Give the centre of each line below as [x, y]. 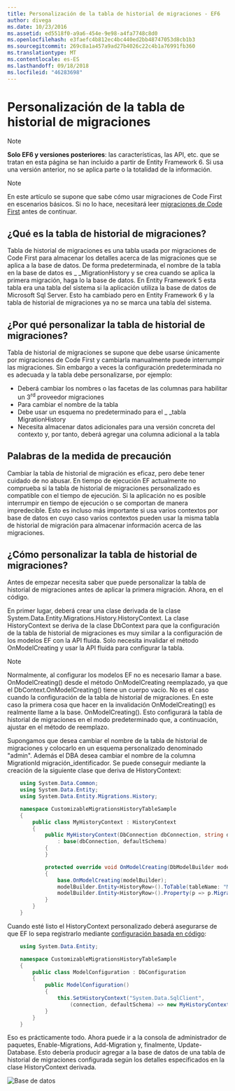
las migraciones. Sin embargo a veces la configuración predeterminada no [114, 368]
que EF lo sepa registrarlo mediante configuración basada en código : [107, 933]
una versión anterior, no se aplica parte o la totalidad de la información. [109, 169]
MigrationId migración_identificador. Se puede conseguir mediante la [107, 763]
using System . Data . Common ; [59, 784]
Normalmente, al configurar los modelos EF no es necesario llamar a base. [115, 675]
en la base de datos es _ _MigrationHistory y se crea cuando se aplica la [111, 273]
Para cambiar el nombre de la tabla [68, 404]
